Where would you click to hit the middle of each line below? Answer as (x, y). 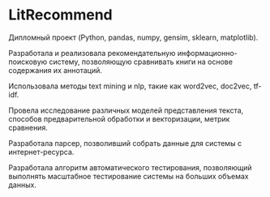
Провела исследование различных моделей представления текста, (126, 110)
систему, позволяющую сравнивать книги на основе (141, 62)
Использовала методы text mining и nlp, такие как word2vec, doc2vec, (130, 86)
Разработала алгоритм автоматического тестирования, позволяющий (131, 167)
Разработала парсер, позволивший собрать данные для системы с (125, 143)
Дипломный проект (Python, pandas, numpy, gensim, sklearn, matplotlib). (133, 37)
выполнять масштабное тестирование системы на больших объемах (129, 176)
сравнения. (28, 127)
